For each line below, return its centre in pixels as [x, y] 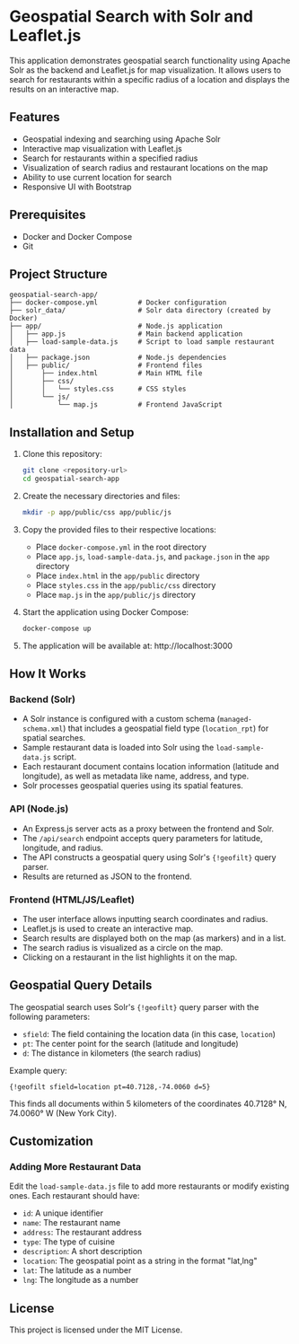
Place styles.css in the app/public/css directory [126, 584]
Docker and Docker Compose [77, 236]
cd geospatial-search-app [70, 479]
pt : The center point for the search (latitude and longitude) [131, 1043]
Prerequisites [48, 215]
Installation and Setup [72, 432]
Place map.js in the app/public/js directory [115, 594]
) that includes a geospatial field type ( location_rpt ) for [166, 728]
